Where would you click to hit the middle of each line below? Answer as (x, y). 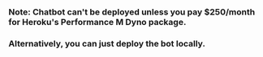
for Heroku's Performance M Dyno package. (97, 22)
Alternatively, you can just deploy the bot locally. (107, 43)
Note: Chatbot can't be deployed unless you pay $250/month (132, 12)
